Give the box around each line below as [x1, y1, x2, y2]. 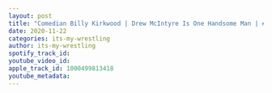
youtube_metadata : [8, 72, 70, 80]
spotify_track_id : [8, 49, 70, 57]
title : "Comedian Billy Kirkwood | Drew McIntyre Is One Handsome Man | [8, 19, 259, 27]
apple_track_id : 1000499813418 [8, 65, 114, 73]
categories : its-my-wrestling [8, 34, 111, 43]
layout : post [8, 11, 53, 20]
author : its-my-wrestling [8, 42, 96, 50]
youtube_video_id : [8, 57, 70, 66]
